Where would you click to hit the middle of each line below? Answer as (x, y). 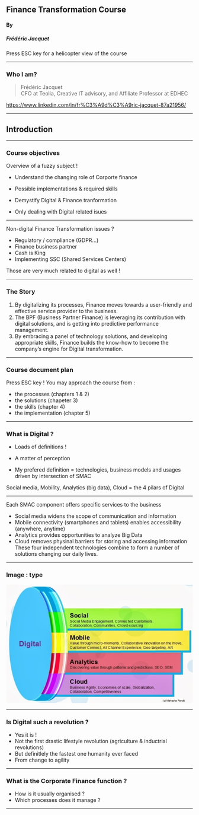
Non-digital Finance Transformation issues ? (60, 229)
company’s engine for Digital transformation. (69, 349)
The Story (21, 292)
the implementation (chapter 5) (52, 413)
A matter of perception (42, 459)
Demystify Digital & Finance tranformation (66, 200)
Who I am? (22, 74)
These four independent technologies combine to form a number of (97, 547)
